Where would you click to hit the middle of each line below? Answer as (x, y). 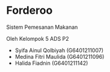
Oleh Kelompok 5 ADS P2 (38, 38)
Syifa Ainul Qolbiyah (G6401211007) (59, 50)
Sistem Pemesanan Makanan (42, 27)
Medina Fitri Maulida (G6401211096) (60, 56)
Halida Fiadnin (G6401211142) (51, 63)
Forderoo (29, 10)
